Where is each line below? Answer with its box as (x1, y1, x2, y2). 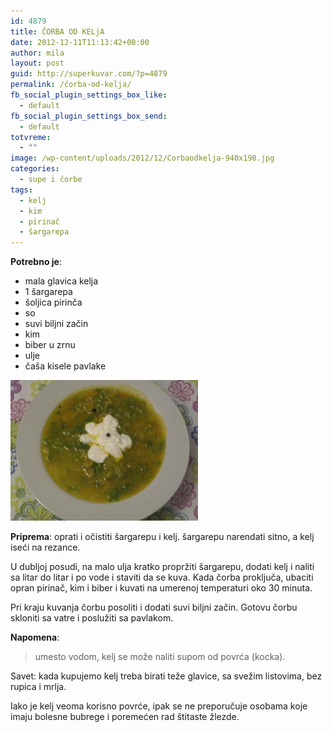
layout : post (10, 58, 65, 69)
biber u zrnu (24, 339, 76, 351)
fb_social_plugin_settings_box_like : (10, 90, 168, 100)
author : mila (10, 48, 65, 58)
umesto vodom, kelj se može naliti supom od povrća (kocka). (34, 651, 286, 663)
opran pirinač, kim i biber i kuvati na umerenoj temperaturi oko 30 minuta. (10, 582, 313, 594)
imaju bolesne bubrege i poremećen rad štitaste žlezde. (10, 711, 240, 723)
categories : (10, 164, 60, 174)
